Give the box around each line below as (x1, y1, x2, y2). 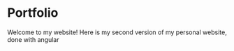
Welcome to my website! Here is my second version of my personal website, (7, 28, 227, 36)
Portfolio (7, 5, 59, 21)
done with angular (7, 35, 59, 43)
